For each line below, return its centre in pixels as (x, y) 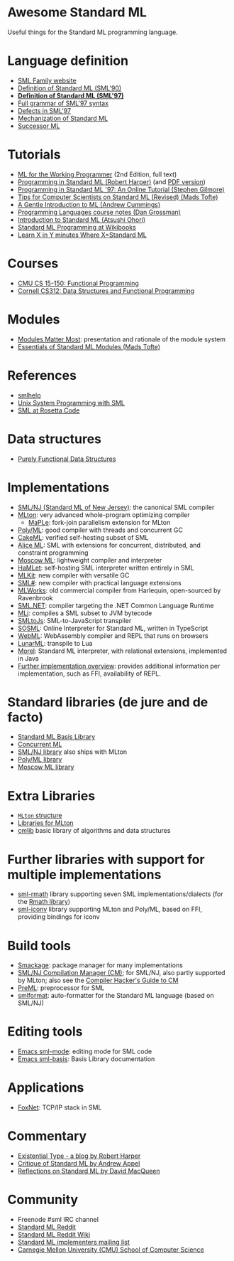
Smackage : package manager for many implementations (100, 965)
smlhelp (29, 395)
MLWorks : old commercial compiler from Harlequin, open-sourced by (119, 590)
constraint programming (53, 553)
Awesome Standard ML (77, 12)
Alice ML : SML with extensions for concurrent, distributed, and (109, 545)
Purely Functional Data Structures (67, 459)
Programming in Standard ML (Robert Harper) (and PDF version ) (111, 181)
